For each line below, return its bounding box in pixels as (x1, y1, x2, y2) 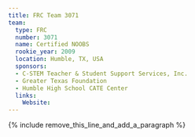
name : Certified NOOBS (15, 41, 90, 49)
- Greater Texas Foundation (15, 77, 108, 85)
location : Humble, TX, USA (15, 56, 104, 63)
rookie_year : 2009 (15, 48, 76, 56)
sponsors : (15, 63, 47, 70)
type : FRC (15, 26, 47, 34)
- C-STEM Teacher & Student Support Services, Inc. (15, 70, 189, 78)
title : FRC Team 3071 (8, 11, 79, 20)
